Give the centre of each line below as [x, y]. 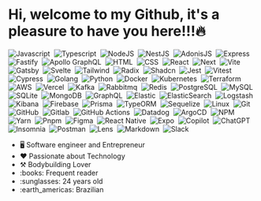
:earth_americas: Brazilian [62, 189]
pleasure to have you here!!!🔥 [107, 31]
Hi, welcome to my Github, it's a [114, 15]
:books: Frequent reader [59, 173]
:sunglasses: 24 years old [61, 181]
